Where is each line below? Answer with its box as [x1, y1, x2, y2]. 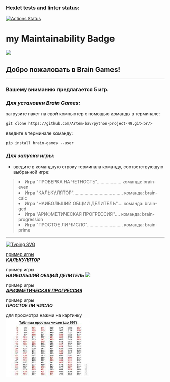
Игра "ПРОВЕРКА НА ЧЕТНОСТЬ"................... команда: [24, 178, 143, 185]
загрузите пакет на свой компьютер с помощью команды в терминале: [6, 111, 160, 117]
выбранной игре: [13, 169, 50, 175]
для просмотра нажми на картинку [6, 312, 82, 319]
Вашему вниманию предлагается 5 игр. [6, 86, 109, 93]
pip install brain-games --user [6, 141, 74, 146]
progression [18, 216, 43, 222]
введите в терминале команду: [6, 130, 73, 136]
